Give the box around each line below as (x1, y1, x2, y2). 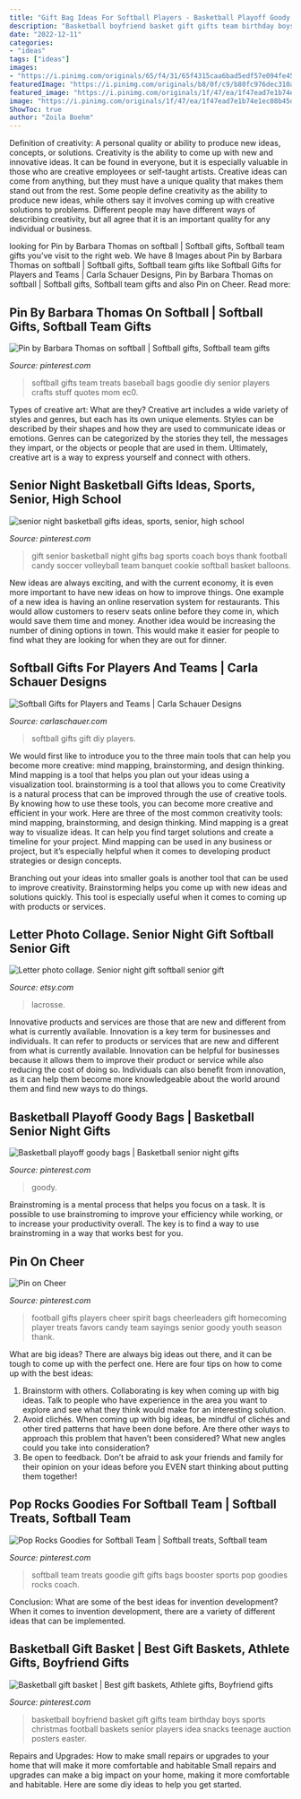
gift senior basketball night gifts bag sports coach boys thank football (30, 550, 288, 561)
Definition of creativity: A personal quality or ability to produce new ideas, (9, 138, 281, 149)
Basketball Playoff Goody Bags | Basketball (9, 1109, 255, 1125)
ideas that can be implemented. (9, 1615, 126, 1626)
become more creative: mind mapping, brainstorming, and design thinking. (9, 759, 285, 771)
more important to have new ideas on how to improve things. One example (9, 586, 285, 597)
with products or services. (9, 901, 106, 912)
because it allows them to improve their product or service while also (9, 1055, 264, 1066)
